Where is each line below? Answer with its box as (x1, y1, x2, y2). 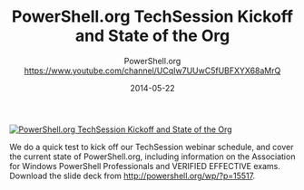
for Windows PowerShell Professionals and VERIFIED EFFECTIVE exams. (9, 160, 281, 171)
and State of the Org (74, 25, 230, 46)
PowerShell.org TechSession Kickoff (12, 6, 293, 27)
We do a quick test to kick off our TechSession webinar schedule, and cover (9, 141, 294, 152)
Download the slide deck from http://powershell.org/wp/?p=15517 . (9, 170, 256, 181)
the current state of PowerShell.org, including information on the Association (9, 151, 296, 162)
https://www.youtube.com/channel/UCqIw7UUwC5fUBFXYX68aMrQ (24, 65, 281, 76)
